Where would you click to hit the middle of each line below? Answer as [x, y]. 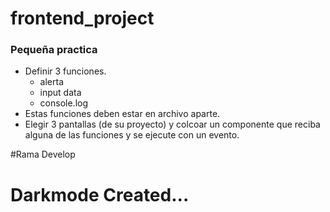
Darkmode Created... [100, 194]
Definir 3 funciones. [65, 71]
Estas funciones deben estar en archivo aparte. [122, 114]
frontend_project [82, 18]
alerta [52, 82]
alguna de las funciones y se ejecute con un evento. [132, 135]
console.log [63, 103]
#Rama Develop [43, 154]
